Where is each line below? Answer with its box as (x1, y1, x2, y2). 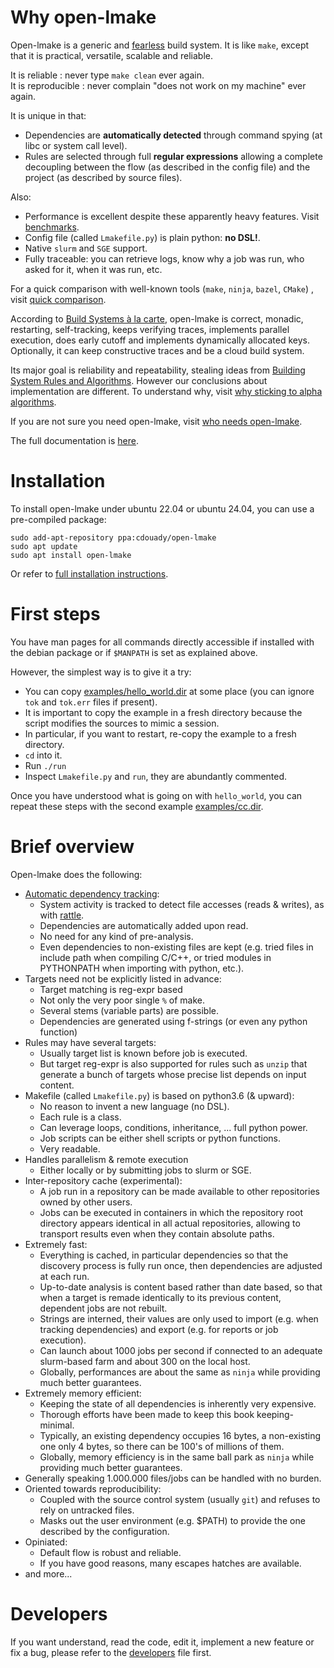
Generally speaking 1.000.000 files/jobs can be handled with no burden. (24, 1472, 322, 1484)
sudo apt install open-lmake (10, 550, 132, 560)
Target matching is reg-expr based (39, 983, 183, 995)
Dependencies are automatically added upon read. (39, 919, 249, 931)
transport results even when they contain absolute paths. (39, 1227, 275, 1240)
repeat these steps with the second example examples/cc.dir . (10, 800, 264, 812)
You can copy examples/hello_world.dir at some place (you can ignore (24, 685, 315, 697)
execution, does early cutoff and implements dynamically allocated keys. (10, 334, 310, 346)
